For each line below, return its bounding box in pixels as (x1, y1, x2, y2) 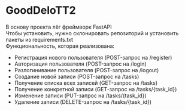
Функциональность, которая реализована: (5, 42, 115, 50)
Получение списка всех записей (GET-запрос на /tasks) (14, 79, 158, 87)
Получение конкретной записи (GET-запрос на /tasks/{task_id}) (14, 85, 177, 92)
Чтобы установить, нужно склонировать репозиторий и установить (5, 29, 179, 36)
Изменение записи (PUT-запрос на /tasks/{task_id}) (14, 92, 147, 99)
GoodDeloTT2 (5, 4, 76, 17)
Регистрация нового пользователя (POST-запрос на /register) (14, 54, 172, 61)
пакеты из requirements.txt (5, 36, 73, 43)
